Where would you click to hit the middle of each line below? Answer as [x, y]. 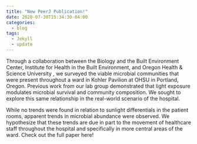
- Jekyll [22, 39]
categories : [21, 22]
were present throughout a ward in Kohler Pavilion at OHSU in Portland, [92, 79]
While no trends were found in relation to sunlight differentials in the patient [97, 110]
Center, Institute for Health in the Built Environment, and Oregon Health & [94, 67]
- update [22, 45]
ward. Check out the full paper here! [50, 135]
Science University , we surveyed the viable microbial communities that [93, 73]
